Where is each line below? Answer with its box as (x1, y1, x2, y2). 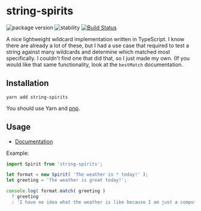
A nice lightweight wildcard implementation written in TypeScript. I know (6, 35, 185, 42)
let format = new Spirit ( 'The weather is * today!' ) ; (6, 172, 148, 178)
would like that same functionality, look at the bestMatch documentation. (6, 61, 184, 68)
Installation (6, 78, 49, 88)
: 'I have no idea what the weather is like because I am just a (11, 199, 178, 205)
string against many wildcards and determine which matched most (6, 48, 170, 55)
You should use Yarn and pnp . (6, 105, 81, 112)
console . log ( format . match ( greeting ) (6, 188, 106, 194)
